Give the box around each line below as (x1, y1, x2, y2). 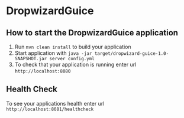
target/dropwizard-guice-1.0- (94, 51, 169, 57)
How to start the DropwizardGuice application (6, 28, 179, 38)
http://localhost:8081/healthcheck (6, 106, 94, 112)
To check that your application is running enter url (14, 61, 137, 68)
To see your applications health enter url (6, 100, 105, 107)
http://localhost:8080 (14, 68, 71, 74)
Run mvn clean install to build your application (14, 43, 131, 50)
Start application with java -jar (14, 50, 92, 57)
